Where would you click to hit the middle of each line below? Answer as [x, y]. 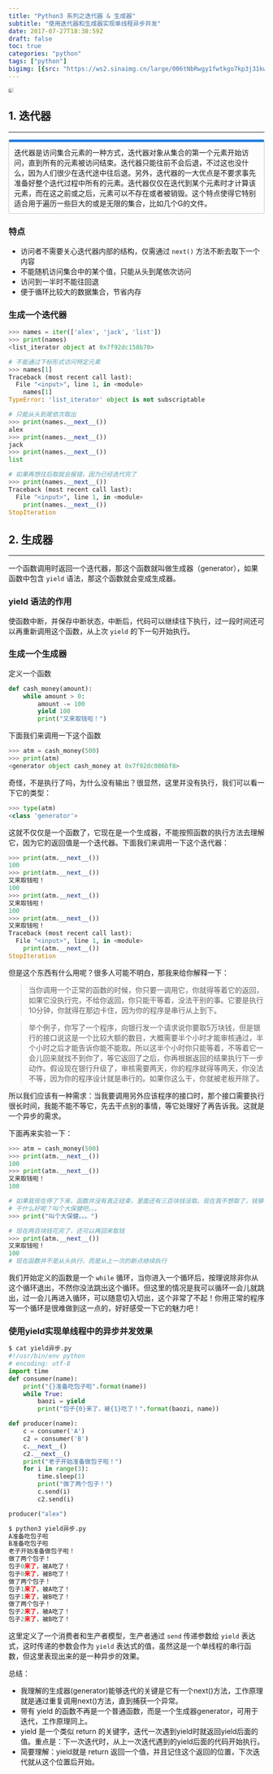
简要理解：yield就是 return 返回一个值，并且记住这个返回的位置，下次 [136, 1752]
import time [28, 1371]
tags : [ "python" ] [38, 62]
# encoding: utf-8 [39, 1364]
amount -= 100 [61, 704]
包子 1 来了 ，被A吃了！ [39, 1589]
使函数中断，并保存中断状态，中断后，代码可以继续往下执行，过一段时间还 [133, 621]
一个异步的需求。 [37, 1115]
